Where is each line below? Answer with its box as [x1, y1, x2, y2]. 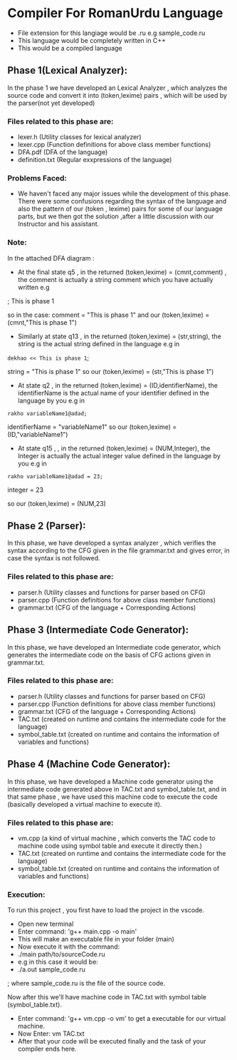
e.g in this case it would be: [17, 958, 98, 966]
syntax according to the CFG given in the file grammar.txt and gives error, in [7, 546, 230, 555]
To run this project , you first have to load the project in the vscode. [7, 906, 205, 914]
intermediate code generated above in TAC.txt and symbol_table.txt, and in [7, 784, 227, 793]
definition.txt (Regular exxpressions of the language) [17, 156, 172, 164]
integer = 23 [7, 485, 44, 494]
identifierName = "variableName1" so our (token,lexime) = [7, 423, 177, 431]
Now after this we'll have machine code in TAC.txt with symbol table [7, 993, 206, 1001]
